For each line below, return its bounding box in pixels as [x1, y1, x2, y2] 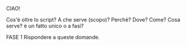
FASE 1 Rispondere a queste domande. [6, 34, 100, 40]
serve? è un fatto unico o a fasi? [6, 23, 84, 29]
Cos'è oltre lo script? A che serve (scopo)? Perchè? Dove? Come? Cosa [6, 16, 181, 23]
